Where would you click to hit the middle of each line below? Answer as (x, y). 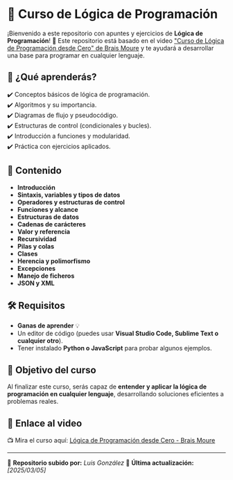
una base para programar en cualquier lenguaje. (76, 55)
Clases (27, 254)
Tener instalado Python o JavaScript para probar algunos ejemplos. (115, 348)
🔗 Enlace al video (45, 423)
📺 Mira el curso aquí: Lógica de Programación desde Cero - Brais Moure (111, 440)
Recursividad (37, 239)
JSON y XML (36, 283)
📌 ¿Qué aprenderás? (52, 77)
